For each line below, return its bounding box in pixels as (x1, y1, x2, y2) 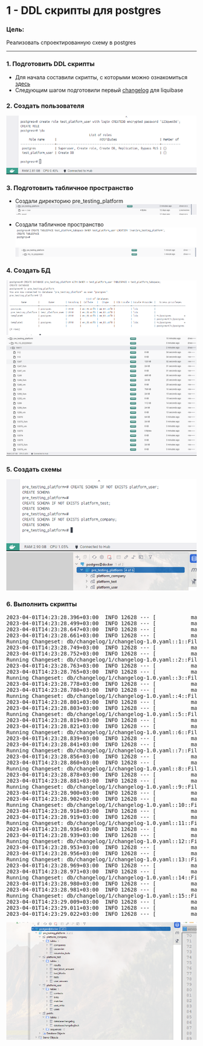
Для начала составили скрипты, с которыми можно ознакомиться (14, 73, 188, 81)
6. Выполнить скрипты (6, 600, 77, 608)
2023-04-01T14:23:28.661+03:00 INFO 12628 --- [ (6, 632, 156, 639)
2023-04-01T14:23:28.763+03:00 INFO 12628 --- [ (6, 662, 156, 669)
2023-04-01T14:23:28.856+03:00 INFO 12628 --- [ (6, 753, 156, 760)
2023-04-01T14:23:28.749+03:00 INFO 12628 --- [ (6, 644, 156, 651)
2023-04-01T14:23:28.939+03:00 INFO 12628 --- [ (6, 832, 156, 838)
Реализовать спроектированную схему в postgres (6, 39, 136, 46)
